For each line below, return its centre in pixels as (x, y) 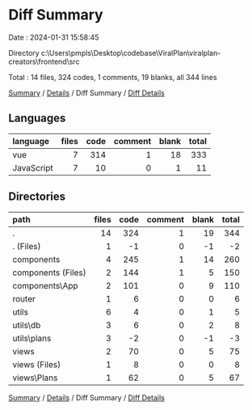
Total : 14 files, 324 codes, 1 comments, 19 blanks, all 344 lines (113, 77)
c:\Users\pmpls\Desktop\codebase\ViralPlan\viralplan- (131, 53)
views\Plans (35, 378)
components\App (45, 285)
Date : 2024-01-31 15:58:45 (54, 37)
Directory (24, 53)
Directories (37, 197)
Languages (37, 118)
